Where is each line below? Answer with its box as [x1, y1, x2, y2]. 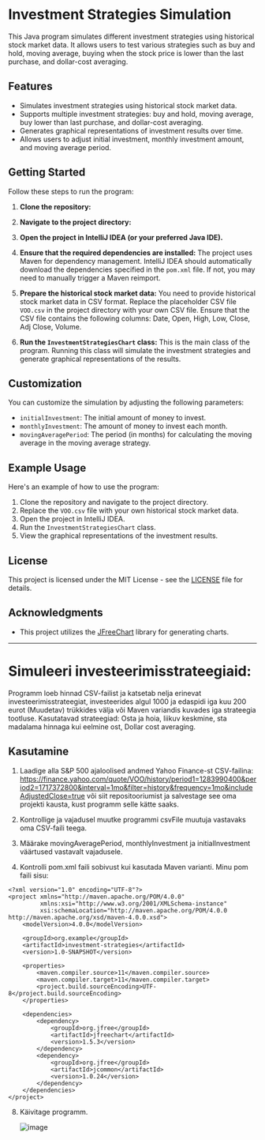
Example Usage [8, 461, 87, 475]
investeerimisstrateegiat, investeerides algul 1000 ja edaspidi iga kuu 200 [8, 697, 247, 706]
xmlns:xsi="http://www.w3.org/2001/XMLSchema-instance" [39, 899, 227, 908]
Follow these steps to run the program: [8, 186, 134, 196]
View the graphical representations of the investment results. [19, 531, 218, 540]
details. [8, 583, 32, 593]
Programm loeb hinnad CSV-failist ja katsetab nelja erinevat [8, 688, 202, 698]
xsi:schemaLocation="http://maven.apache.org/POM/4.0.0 [39, 906, 227, 914]
